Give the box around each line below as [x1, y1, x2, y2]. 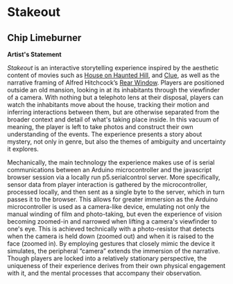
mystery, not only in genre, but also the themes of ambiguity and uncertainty [7, 137, 226, 146]
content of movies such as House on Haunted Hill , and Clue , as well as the [7, 71, 220, 79]
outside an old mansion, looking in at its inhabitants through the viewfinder [7, 86, 221, 94]
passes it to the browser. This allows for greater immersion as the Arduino [7, 195, 218, 203]
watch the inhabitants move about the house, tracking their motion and [7, 101, 209, 108]
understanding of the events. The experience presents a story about [7, 130, 202, 138]
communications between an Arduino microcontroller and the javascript [7, 166, 212, 174]
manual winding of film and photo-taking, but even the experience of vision [7, 210, 222, 218]
